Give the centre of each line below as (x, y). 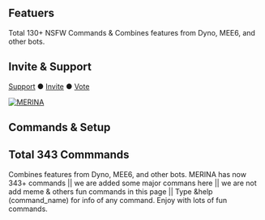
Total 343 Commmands (69, 155)
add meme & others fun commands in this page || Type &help (111, 191)
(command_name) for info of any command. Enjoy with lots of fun (118, 200)
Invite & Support (50, 67)
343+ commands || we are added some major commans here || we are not (132, 183)
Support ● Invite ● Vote (49, 86)
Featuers (32, 13)
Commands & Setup (60, 127)
